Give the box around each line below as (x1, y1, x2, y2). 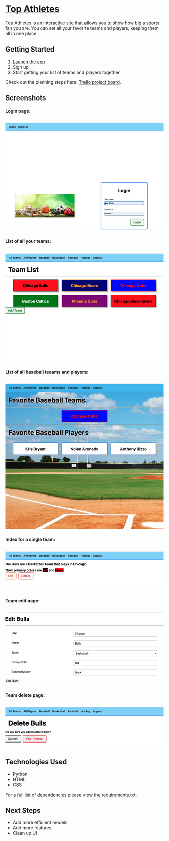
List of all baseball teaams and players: (5, 369, 89, 375)
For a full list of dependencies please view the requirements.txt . (5, 791, 137, 798)
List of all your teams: (5, 238, 51, 244)
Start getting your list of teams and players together (12, 69, 120, 75)
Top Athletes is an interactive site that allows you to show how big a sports (5, 20, 160, 26)
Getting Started (5, 45, 55, 54)
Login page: (5, 108, 31, 114)
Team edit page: (5, 597, 40, 604)
